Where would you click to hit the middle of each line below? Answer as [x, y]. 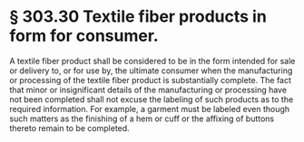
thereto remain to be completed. [69, 128]
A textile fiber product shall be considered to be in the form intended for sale [152, 61]
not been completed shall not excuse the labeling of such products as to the [152, 99]
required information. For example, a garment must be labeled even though [150, 109]
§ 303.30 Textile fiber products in [138, 17]
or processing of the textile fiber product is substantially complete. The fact [151, 80]
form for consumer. [84, 36]
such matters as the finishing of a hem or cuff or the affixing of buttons [142, 118]
